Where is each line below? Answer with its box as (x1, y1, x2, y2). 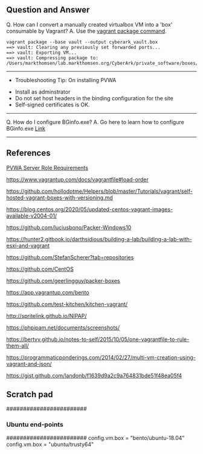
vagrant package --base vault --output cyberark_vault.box (6, 39, 158, 45)
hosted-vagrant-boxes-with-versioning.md (6, 193, 113, 201)
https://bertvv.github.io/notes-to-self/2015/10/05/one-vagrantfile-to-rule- (6, 336, 190, 343)
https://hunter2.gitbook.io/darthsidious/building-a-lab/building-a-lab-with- (6, 235, 192, 242)
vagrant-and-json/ (6, 360, 53, 368)
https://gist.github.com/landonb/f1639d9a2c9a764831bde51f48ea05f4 (6, 372, 182, 379)
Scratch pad (6, 389, 53, 400)
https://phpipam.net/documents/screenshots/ (6, 323, 120, 331)
